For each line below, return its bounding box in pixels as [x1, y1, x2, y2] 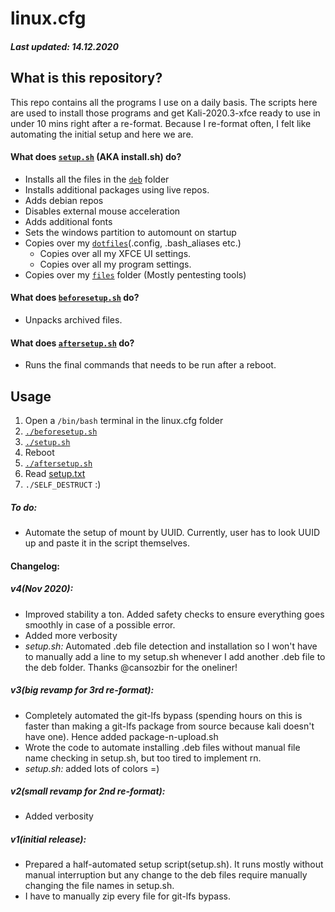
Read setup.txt [24, 468, 86, 480]
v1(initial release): [10, 833, 87, 846]
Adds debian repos [24, 194, 104, 206]
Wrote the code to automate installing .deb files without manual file [24, 741, 301, 753]
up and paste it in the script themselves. [24, 537, 190, 549]
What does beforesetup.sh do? [10, 292, 140, 304]
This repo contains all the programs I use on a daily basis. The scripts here [10, 96, 318, 108]
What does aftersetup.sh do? [10, 337, 135, 349]
